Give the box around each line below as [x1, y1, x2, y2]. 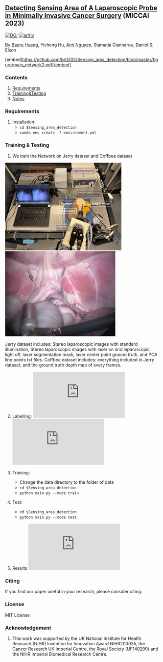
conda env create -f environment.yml [19, 130, 97, 136]
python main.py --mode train [19, 491, 79, 496]
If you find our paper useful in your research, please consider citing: [5, 589, 142, 595]
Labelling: [12, 414, 32, 419]
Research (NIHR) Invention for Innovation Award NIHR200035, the [12, 641, 145, 647]
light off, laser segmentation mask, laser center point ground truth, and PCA [5, 352, 158, 358]
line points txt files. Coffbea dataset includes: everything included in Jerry [5, 357, 155, 363]
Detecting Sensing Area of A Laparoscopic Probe [5, 4, 158, 12]
